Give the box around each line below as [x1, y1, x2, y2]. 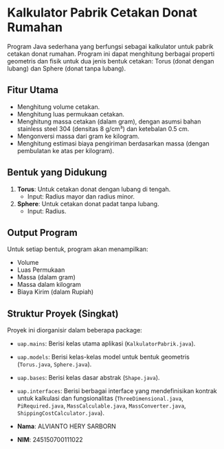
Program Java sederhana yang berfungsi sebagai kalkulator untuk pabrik [7, 42, 214, 50]
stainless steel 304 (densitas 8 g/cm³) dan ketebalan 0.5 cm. [16, 124, 190, 132]
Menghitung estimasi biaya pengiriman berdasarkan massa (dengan [16, 139, 210, 148]
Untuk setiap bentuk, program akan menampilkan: [7, 245, 149, 253]
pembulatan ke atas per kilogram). [16, 146, 115, 154]
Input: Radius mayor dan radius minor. [27, 192, 135, 201]
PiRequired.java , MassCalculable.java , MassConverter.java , [16, 401, 187, 410]
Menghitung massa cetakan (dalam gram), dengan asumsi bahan [16, 117, 201, 126]
